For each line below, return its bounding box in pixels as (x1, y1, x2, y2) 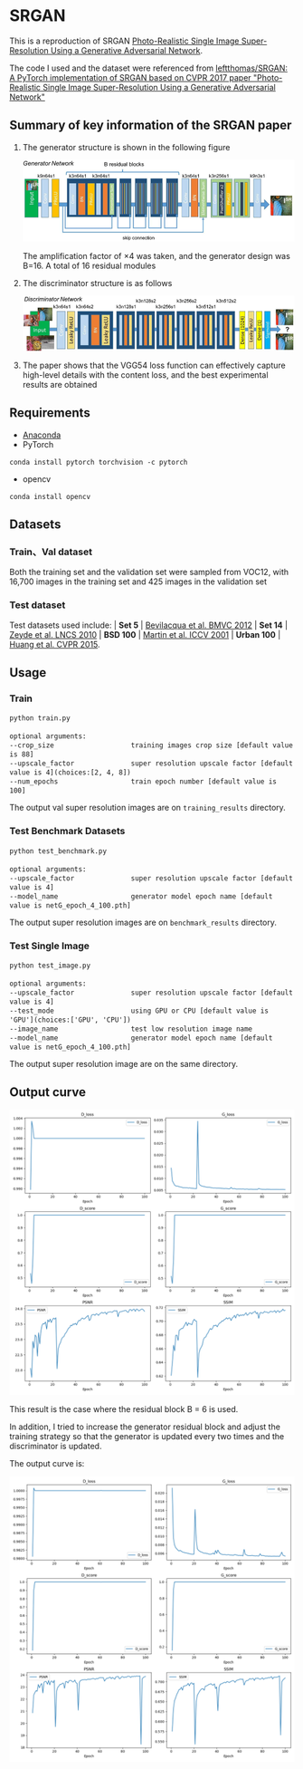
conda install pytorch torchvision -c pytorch (9, 457, 188, 466)
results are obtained (22, 379, 98, 389)
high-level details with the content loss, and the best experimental (22, 369, 269, 380)
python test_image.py (9, 961, 91, 970)
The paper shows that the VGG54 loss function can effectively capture (22, 360, 287, 370)
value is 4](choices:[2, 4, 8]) (9, 768, 131, 777)
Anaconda (22, 429, 62, 440)
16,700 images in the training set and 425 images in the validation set (9, 576, 268, 587)
